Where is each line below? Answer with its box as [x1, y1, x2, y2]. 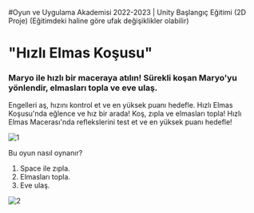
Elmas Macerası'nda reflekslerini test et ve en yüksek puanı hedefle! [8, 117, 233, 127]
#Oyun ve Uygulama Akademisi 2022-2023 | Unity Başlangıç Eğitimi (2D [8, 8, 246, 17]
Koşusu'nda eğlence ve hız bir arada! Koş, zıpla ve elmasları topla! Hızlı [8, 108, 242, 119]
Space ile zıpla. [19, 164, 70, 173]
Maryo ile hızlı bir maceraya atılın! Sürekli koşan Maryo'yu [8, 73, 238, 84]
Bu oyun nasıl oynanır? [8, 148, 83, 158]
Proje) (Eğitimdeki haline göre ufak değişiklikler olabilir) [8, 16, 189, 26]
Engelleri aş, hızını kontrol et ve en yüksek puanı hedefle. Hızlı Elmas [8, 101, 233, 110]
